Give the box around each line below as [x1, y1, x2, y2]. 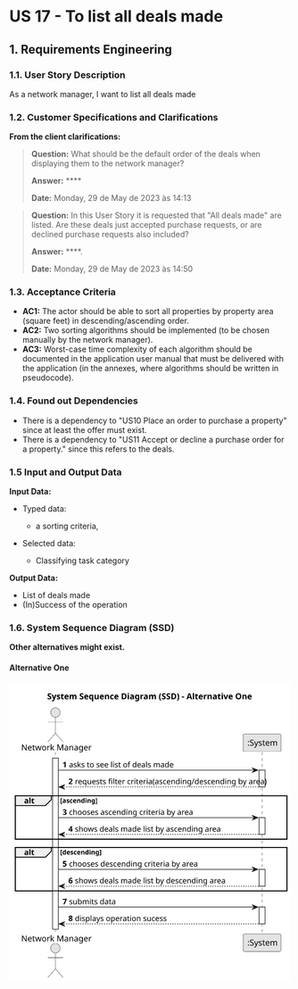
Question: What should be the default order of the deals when [30, 149, 261, 160]
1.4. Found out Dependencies [9, 395, 138, 407]
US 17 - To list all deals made [9, 6, 224, 27]
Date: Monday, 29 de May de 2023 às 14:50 [30, 263, 194, 274]
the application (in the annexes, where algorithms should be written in [21, 363, 279, 374]
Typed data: [21, 503, 67, 514]
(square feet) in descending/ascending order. [21, 315, 189, 327]
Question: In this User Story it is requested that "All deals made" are [30, 210, 283, 220]
